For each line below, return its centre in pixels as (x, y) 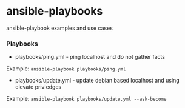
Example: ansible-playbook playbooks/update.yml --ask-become (86, 99)
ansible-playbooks (55, 11)
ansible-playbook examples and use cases (60, 28)
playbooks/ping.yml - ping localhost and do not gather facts (90, 57)
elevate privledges (38, 87)
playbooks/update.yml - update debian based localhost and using (97, 81)
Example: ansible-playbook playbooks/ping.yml (66, 69)
